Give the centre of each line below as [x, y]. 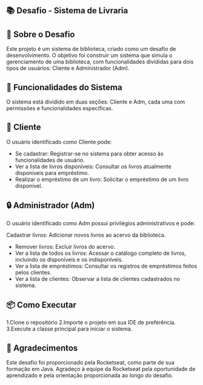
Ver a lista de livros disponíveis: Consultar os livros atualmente [93, 166]
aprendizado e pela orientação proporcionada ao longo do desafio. [90, 375]
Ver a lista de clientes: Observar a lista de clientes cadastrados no [98, 278]
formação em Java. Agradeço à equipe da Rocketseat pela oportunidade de [101, 369]
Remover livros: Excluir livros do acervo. [65, 246]
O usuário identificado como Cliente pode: [59, 142]
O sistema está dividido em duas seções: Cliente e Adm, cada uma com [96, 102]
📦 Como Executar [42, 305]
